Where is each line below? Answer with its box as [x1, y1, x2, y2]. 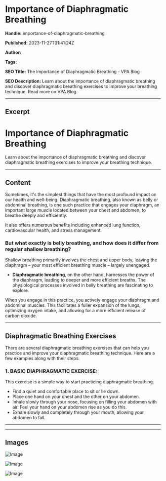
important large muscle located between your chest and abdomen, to [5, 207, 146, 213]
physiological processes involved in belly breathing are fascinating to [12, 282, 153, 288]
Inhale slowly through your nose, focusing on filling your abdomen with [12, 399, 157, 405]
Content [5, 178, 31, 187]
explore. [12, 287, 29, 293]
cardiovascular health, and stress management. [5, 227, 102, 233]
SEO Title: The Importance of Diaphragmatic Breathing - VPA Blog [5, 68, 140, 75]
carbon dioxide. [5, 313, 37, 319]
